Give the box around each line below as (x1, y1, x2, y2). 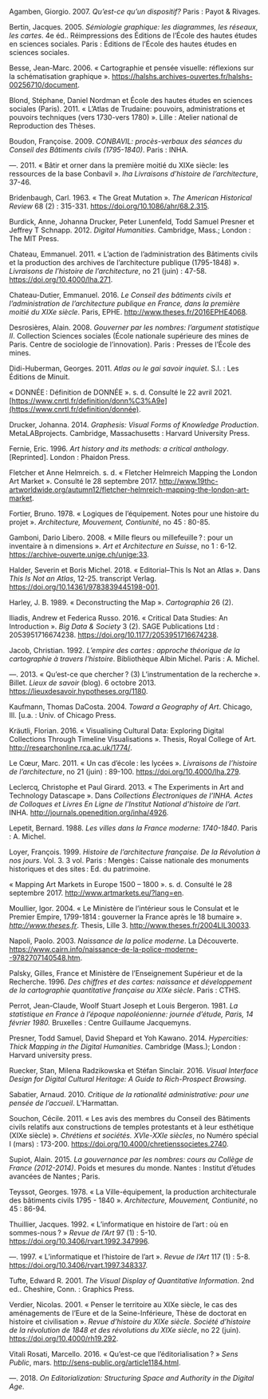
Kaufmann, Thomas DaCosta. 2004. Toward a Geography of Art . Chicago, (9, 702, 253, 711)
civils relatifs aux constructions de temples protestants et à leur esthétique (9, 1122, 254, 1131)
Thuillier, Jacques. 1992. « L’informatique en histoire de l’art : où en (9, 1219, 229, 1229)
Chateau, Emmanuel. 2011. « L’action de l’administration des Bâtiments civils (9, 249, 258, 259)
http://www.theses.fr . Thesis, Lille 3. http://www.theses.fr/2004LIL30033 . (9, 921, 251, 929)
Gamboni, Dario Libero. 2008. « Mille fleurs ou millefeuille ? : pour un (9, 533, 234, 542)
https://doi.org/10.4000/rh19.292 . (9, 1334, 119, 1343)
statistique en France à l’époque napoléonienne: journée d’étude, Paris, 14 (9, 1009, 254, 1019)
